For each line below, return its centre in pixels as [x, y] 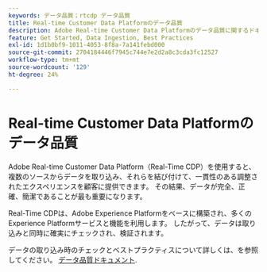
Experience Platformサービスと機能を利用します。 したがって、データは [125, 223]
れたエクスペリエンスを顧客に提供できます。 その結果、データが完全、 [123, 186]
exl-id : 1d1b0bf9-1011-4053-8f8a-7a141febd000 [87, 45]
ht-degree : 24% [33, 75]
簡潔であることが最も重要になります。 [84, 196]
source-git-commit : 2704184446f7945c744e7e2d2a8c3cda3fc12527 [113, 52]
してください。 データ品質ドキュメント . [73, 259]
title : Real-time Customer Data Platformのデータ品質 [95, 23]
